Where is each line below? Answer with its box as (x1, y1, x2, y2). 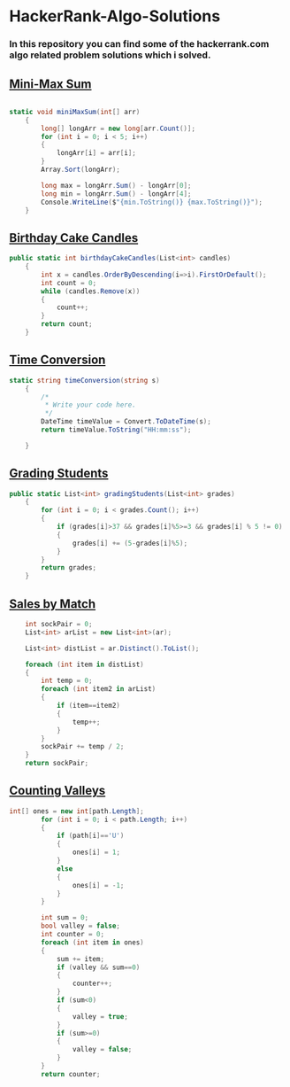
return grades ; (41, 563, 97, 572)
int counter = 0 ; (41, 930, 104, 939)
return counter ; (41, 1069, 101, 1078)
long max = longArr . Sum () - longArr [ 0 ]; (41, 181, 192, 190)
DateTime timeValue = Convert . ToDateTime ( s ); (41, 417, 212, 426)
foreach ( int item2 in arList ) (41, 685, 156, 694)
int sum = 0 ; (41, 913, 89, 922)
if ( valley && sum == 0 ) (56, 963, 141, 972)
